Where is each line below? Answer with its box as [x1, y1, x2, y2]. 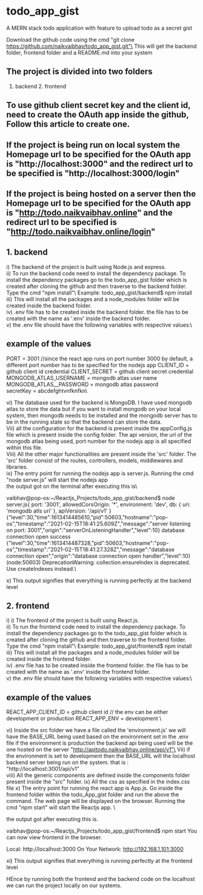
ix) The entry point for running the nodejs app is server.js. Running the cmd [6, 470, 194, 477]
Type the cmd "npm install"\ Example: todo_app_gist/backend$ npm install [6, 289, 192, 296]
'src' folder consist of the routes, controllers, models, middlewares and [6, 456, 183, 464]
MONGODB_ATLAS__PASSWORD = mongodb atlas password [6, 381, 159, 388]
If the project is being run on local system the [6, 139, 181, 150]
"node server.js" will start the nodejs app [6, 476, 108, 483]
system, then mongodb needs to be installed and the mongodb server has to [6, 411, 198, 419]
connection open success [6, 533, 71, 540]
